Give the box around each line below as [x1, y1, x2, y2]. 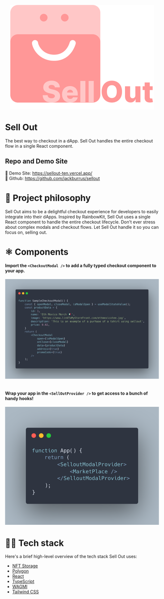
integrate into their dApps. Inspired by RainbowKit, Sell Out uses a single [5, 214, 151, 220]
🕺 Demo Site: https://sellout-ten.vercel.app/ [5, 170, 93, 176]
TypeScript [12, 579, 35, 584]
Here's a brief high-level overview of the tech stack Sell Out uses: [5, 554, 138, 559]
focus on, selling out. [5, 229, 47, 235]
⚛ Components [5, 246, 69, 258]
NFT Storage [12, 563, 38, 569]
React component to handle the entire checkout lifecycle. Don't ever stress [5, 219, 155, 225]
